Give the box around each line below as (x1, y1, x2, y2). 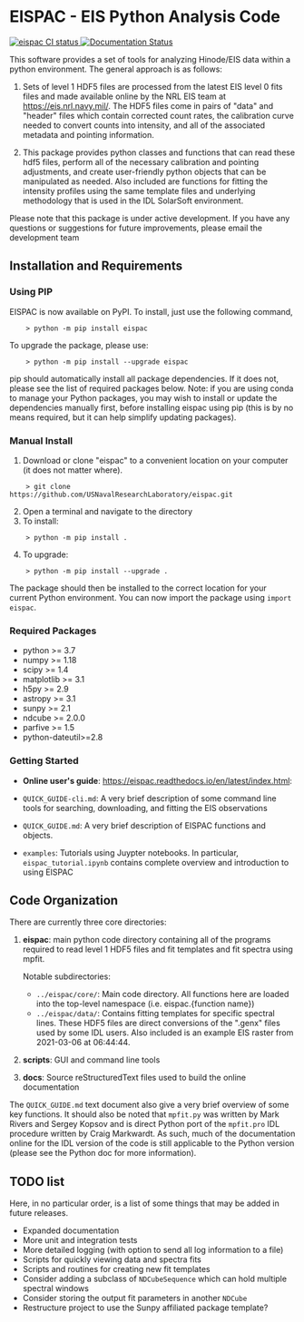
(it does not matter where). (22, 465, 123, 475)
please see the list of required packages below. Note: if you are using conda (9, 383, 294, 394)
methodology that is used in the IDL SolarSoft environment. (22, 195, 244, 206)
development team (9, 231, 80, 242)
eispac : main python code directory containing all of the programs (22, 935, 271, 945)
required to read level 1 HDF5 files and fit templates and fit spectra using (22, 944, 293, 955)
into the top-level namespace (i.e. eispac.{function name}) (35, 998, 255, 1009)
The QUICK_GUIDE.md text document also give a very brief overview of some (9, 1100, 289, 1111)
